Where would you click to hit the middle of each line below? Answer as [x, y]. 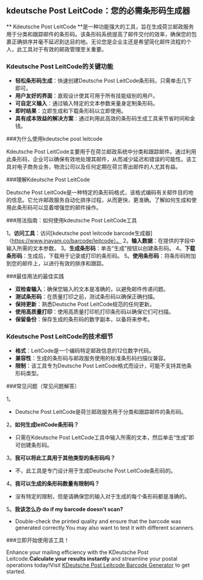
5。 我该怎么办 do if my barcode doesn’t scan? [65, 509]
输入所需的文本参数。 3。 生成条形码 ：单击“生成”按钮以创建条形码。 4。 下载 [101, 248]
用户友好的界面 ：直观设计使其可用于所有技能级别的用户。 [86, 96]
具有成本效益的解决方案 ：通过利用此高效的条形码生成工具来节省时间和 [102, 118]
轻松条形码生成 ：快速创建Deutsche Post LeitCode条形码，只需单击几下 [103, 81]
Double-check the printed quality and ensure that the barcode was [98, 521]
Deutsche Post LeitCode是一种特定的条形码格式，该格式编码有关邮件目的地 [100, 193]
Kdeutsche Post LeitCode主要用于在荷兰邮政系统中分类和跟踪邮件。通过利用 [101, 152]
